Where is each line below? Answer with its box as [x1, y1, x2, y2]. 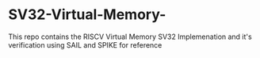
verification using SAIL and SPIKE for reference [8, 40, 162, 49]
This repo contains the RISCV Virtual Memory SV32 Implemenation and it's [8, 32, 252, 41]
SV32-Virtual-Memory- [8, 6, 166, 24]
